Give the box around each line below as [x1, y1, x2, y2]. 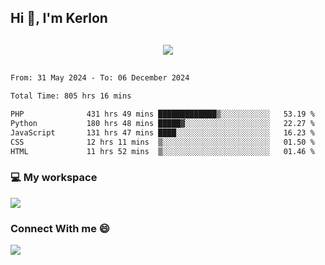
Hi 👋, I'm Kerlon [10, 10, 108, 27]
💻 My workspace [10, 171, 98, 185]
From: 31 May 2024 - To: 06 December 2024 [10, 73, 190, 83]
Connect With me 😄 [10, 221, 110, 235]
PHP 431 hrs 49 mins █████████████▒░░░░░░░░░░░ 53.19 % [10, 109, 315, 120]
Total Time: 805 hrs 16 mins [10, 91, 132, 101]
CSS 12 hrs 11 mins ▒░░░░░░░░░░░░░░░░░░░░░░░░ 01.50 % [10, 137, 315, 147]
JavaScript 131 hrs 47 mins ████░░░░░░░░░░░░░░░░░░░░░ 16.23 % [10, 127, 315, 138]
